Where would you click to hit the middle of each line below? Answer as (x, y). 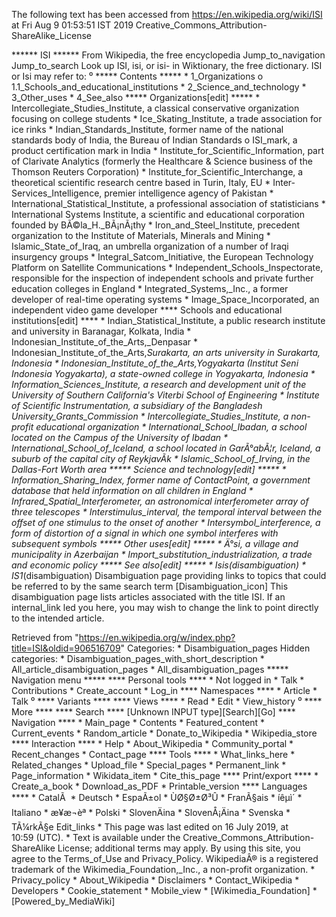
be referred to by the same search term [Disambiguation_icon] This (150, 586)
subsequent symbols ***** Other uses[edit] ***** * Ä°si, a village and (155, 543)
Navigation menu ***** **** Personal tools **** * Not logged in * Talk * (158, 680)
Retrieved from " (45, 637)
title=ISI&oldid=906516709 (66, 648)
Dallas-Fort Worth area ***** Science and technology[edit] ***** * (149, 469)
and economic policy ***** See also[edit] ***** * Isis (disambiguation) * (159, 565)
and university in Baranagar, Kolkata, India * (101, 331)
